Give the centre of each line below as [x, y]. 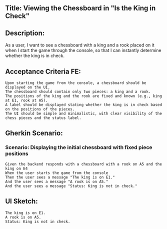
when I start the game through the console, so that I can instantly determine [83, 50]
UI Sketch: [22, 201]
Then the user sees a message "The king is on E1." [60, 177]
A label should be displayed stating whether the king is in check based [84, 105]
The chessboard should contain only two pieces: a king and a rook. [78, 92]
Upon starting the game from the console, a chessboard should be [76, 83]
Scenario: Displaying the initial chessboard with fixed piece [79, 147]
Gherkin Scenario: [34, 133]
